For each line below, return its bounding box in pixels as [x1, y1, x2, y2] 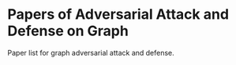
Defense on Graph [7, 22, 129, 40]
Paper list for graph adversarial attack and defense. [7, 48, 174, 57]
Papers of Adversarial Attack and [7, 5, 230, 23]
